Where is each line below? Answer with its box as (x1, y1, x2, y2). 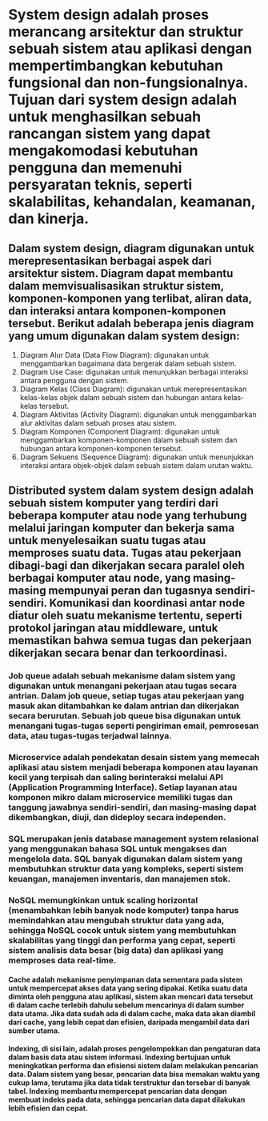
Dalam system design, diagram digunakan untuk (8, 242, 254, 255)
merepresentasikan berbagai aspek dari (8, 254, 212, 267)
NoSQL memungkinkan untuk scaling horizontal (8, 895, 198, 906)
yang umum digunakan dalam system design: (8, 329, 240, 342)
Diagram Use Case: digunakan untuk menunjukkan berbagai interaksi (19, 367, 249, 377)
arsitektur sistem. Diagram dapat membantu (8, 266, 234, 280)
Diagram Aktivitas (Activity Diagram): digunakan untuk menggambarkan (19, 410, 258, 419)
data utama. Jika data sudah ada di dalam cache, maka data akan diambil (8, 1008, 256, 1018)
